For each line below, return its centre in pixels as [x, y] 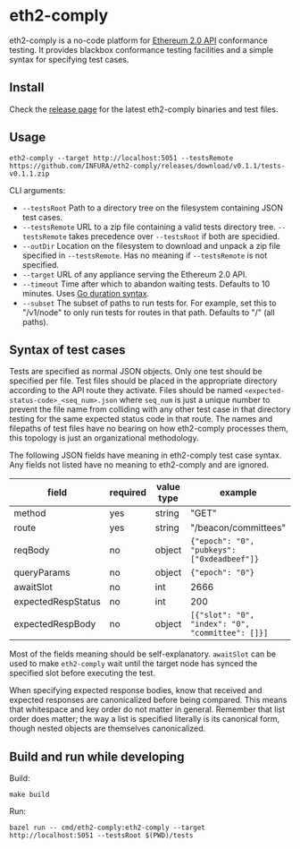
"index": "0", [220, 624]
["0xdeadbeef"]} [225, 559]
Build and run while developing [97, 756]
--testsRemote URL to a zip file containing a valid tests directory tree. [149, 227]
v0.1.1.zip [29, 174]
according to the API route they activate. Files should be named [126, 390]
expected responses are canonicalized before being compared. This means [148, 700]
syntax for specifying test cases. [69, 59]
